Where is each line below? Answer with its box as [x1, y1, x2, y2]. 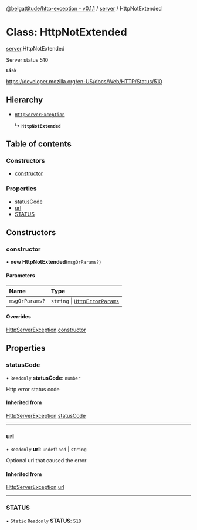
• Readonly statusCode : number [6, 374, 81, 381]
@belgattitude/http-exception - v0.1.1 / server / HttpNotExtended [6, 5, 162, 12]
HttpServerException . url [6, 484, 64, 491]
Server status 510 [6, 56, 49, 63]
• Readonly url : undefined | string [6, 446, 87, 453]
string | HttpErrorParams [50, 297, 120, 305]
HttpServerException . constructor [6, 326, 86, 333]
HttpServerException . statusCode [6, 412, 86, 419]
